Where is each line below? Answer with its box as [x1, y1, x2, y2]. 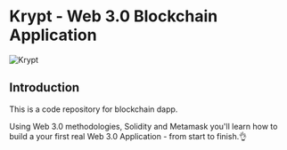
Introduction [9, 80, 80, 95]
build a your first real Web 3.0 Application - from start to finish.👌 [9, 130, 248, 141]
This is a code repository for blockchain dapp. [9, 104, 178, 114]
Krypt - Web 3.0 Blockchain [9, 6, 218, 27]
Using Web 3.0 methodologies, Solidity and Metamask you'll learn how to [9, 121, 278, 131]
